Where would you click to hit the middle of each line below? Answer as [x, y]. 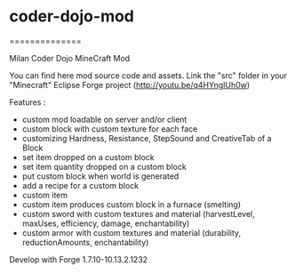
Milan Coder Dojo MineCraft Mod [70, 58]
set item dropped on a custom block [88, 157]
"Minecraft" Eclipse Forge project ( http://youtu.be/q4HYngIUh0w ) [130, 85]
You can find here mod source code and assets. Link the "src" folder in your [148, 75]
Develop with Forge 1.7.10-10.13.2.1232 [79, 259]
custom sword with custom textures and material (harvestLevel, [138, 214]
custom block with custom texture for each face [110, 129]
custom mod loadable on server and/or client [104, 119]
